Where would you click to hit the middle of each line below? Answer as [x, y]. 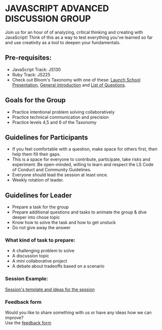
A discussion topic [31, 256]
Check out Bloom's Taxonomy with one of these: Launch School [76, 80]
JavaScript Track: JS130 [36, 69]
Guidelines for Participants [47, 137]
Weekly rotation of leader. [38, 180]
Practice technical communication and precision [60, 117]
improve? [14, 318]
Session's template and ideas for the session [50, 289]
